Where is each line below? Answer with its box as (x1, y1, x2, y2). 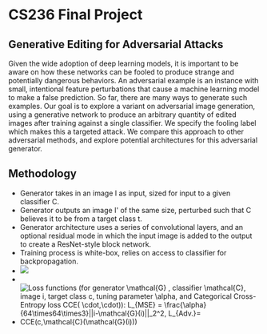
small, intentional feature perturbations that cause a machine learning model (8, 84, 260, 94)
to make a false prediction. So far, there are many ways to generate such (8, 93, 248, 102)
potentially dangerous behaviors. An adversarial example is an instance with (8, 76, 259, 85)
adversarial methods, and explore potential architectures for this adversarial (8, 135, 258, 145)
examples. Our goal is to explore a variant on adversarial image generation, (8, 102, 256, 111)
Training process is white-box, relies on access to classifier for (19, 247, 227, 257)
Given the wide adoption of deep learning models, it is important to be (8, 58, 239, 68)
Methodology (8, 167, 78, 181)
